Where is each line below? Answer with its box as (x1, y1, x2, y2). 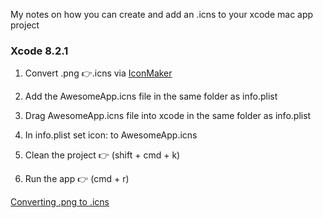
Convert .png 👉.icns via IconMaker (24, 67, 173, 79)
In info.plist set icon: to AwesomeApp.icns (24, 129, 198, 141)
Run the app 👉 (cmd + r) (24, 173, 130, 185)
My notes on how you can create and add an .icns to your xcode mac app (10, 9, 314, 20)
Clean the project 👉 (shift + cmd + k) (24, 149, 181, 161)
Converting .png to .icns (10, 196, 110, 208)
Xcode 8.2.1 (10, 44, 69, 58)
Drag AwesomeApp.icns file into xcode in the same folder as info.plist (24, 110, 312, 122)
